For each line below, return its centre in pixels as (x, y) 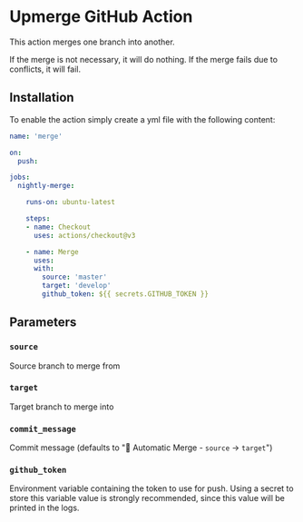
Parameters (43, 323)
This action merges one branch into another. (92, 42)
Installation (42, 98)
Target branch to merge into (62, 407)
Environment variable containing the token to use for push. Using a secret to (151, 488)
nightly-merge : (46, 186)
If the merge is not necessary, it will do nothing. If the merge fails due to (144, 59)
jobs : (20, 177)
